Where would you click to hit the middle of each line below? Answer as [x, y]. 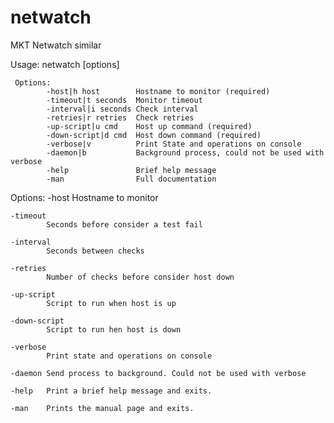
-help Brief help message [131, 170]
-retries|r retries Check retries [120, 117]
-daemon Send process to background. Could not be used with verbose [158, 373]
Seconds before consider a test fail [124, 224]
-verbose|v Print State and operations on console [174, 144]
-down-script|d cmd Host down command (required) [154, 135]
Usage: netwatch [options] [65, 64]
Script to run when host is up [111, 303]
